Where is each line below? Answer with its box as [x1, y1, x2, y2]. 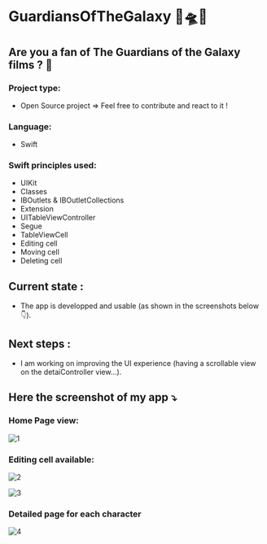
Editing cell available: [8, 454, 95, 465]
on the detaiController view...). [20, 368, 122, 377]
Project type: [8, 82, 61, 94]
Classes [20, 187, 47, 197]
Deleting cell [20, 256, 63, 266]
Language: [8, 120, 52, 132]
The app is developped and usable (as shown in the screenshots [20, 301, 238, 311]
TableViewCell [20, 230, 68, 240]
